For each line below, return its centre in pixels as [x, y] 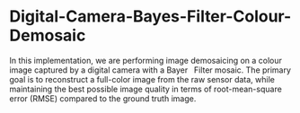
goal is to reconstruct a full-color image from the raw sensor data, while [142, 79]
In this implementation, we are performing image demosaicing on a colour [146, 60]
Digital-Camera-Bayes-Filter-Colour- [150, 17]
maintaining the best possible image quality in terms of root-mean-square [146, 89]
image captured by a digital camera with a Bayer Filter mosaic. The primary [150, 70]
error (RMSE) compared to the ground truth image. [103, 98]
